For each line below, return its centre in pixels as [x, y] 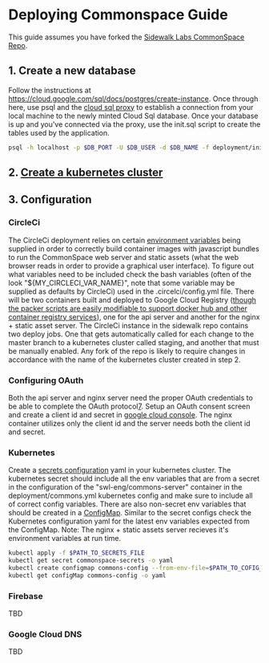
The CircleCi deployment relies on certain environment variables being [125, 240]
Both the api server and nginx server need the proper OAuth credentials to [131, 398]
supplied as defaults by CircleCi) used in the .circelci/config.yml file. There [131, 291]
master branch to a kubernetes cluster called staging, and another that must [134, 342]
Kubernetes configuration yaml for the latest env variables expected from [129, 521]
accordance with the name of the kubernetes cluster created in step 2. [125, 360]
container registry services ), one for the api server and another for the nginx [134, 317]
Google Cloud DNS [45, 634]
